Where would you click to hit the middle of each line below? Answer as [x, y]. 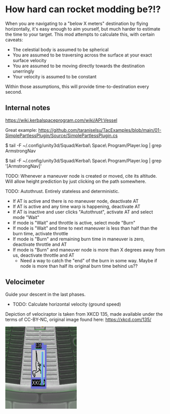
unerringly [23, 71]
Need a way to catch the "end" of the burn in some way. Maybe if [89, 260]
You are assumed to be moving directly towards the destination [79, 66]
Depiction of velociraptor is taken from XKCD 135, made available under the [84, 314]
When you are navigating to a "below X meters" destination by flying [77, 23]
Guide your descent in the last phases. [45, 294]
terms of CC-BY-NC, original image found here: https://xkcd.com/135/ [78, 319]
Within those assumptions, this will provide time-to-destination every [77, 86]
